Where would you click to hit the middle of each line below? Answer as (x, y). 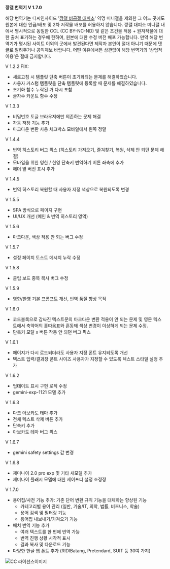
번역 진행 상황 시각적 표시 (45, 538)
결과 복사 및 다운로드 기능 (45, 544)
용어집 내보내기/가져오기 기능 (49, 519)
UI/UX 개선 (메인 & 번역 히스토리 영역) (50, 216)
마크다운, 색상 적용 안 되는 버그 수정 (48, 237)
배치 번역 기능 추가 (31, 525)
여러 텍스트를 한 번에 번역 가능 (50, 532)
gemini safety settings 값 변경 (43, 452)
